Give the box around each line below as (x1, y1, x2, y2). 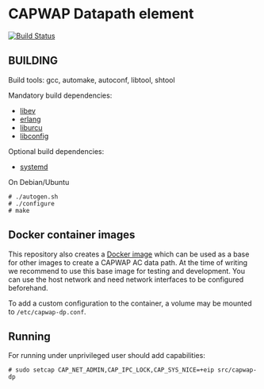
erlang (19, 114, 41, 124)
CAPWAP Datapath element (8, 5, 194, 23)
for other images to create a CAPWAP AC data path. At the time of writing (8, 257, 248, 267)
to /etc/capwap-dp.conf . (8, 306, 86, 316)
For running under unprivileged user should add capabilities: (8, 351, 206, 360)
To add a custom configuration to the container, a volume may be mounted (8, 298, 252, 308)
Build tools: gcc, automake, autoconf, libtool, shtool (8, 75, 176, 84)
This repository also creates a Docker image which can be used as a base (8, 249, 250, 259)
